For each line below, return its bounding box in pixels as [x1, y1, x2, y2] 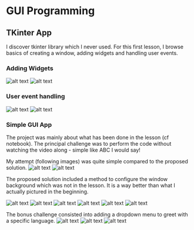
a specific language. [6, 217, 55, 224]
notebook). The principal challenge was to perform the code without [6, 140, 172, 147]
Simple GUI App [6, 120, 52, 129]
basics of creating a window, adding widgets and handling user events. [6, 50, 178, 57]
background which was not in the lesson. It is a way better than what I [6, 182, 175, 189]
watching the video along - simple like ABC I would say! [6, 146, 141, 153]
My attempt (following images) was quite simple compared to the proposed [6, 157, 188, 165]
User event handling [6, 93, 65, 101]
